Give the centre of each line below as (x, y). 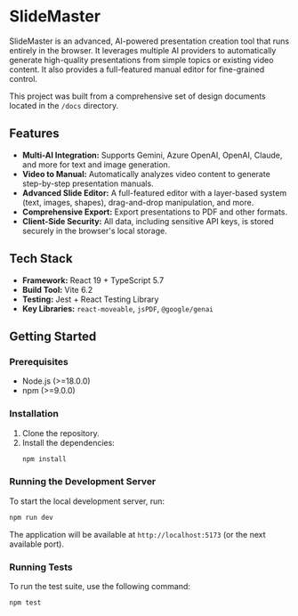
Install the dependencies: (68, 442)
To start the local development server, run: (87, 501)
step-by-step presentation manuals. (88, 183)
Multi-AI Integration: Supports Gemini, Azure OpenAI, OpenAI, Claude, (152, 155)
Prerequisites (39, 361)
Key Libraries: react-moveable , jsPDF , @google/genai (117, 308)
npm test (25, 603)
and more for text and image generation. (96, 164)
